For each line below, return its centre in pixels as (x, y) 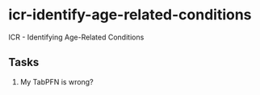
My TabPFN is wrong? (57, 81)
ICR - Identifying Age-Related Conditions (76, 37)
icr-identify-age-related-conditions (130, 15)
